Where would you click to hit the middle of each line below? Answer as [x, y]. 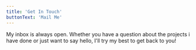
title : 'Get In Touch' [34, 12]
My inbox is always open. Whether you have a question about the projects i [98, 34]
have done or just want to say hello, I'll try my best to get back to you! [91, 40]
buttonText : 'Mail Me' [34, 17]
